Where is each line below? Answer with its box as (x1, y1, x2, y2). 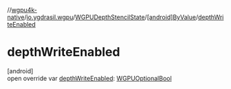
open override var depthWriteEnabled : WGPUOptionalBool (7, 74, 172, 82)
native (7, 13, 25, 21)
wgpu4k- (11, 6, 38, 14)
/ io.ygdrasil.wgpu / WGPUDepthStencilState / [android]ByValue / (23, 13, 199, 21)
